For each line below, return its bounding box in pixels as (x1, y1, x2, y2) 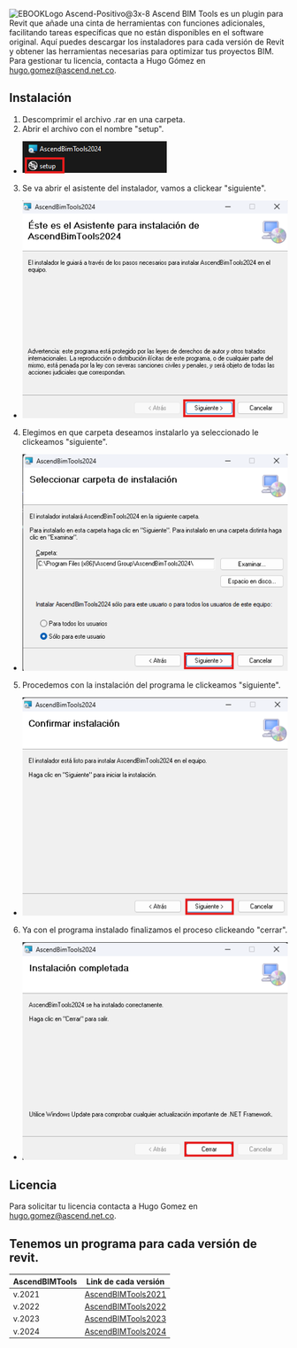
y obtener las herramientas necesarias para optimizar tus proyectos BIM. (9, 46, 274, 57)
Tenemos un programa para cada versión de (9, 1236, 258, 1251)
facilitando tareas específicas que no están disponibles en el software (9, 27, 264, 37)
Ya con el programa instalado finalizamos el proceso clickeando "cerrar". (21, 924, 288, 935)
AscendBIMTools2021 (84, 1289, 167, 1299)
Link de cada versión (86, 1276, 165, 1287)
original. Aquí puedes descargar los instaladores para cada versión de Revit (9, 36, 285, 47)
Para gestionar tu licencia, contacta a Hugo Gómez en (9, 56, 206, 66)
